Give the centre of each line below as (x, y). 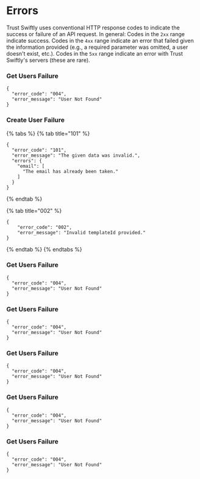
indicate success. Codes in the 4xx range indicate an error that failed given (100, 40)
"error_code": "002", (45, 227)
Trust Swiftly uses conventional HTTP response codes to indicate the (93, 28)
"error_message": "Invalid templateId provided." (82, 232)
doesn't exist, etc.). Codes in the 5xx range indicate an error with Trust (95, 53)
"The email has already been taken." (70, 171)
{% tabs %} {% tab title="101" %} (48, 133)
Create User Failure (36, 120)
